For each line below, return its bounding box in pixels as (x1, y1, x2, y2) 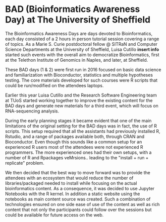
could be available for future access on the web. (5, 212, 104, 218)
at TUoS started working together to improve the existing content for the (5, 97, 153, 103)
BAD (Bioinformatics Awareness (5, 3, 140, 15)
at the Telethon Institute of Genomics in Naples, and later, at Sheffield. (5, 57, 148, 63)
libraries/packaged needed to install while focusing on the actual (5, 180, 137, 186)
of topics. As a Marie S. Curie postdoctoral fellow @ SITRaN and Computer (5, 41, 158, 47)
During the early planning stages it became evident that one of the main (5, 117, 152, 123)
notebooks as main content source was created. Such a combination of (5, 196, 151, 202)
